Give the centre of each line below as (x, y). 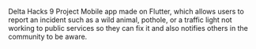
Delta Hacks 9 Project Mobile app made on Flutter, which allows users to (126, 11)
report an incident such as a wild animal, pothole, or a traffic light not (120, 20)
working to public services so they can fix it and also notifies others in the (128, 28)
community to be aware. (48, 36)
